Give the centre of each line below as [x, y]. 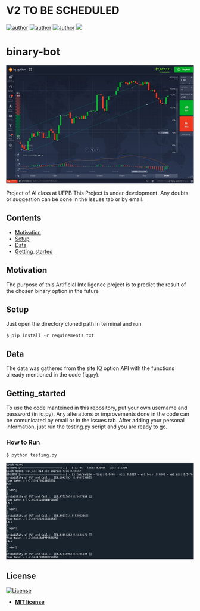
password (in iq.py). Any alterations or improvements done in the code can [98, 414]
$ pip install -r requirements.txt [50, 336]
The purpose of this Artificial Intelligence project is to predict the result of [96, 285]
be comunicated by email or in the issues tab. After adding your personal [95, 420]
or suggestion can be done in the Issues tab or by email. [75, 199]
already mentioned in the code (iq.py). [53, 375]
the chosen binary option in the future [53, 291]
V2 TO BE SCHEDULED [63, 10]
